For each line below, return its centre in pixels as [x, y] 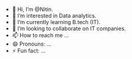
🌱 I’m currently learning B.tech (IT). [56, 22]
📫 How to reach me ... [40, 35]
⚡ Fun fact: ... [29, 51]
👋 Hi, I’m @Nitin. [32, 9]
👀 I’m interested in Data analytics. [54, 16]
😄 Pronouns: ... [32, 44]
